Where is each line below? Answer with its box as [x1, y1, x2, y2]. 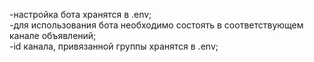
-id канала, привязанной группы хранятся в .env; [9, 40, 219, 52]
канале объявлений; [9, 30, 97, 41]
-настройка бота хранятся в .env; [9, 9, 152, 20]
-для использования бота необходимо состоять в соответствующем [9, 19, 304, 31]
